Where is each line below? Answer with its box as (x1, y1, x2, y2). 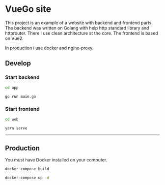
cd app (5, 85, 19, 90)
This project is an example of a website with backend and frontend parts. (5, 20, 153, 26)
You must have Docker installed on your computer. (5, 157, 107, 163)
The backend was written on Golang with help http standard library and (5, 25, 149, 31)
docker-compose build (5, 166, 50, 172)
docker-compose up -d (5, 176, 50, 181)
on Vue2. (5, 35, 24, 41)
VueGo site (5, 3, 52, 15)
